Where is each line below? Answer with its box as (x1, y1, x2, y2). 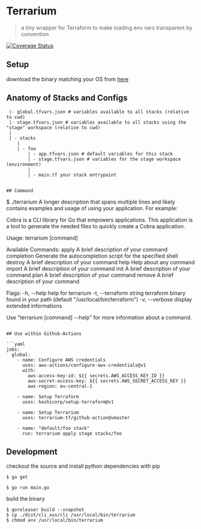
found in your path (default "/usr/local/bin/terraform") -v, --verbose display (6, 295, 192, 303)
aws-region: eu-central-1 (28, 383, 93, 389)
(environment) (6, 161, 42, 168)
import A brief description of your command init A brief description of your (6, 265, 191, 272)
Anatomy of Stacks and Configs (6, 93, 128, 103)
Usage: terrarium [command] (6, 234, 78, 241)
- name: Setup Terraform (17, 393, 79, 400)
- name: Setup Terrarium (17, 410, 79, 416)
